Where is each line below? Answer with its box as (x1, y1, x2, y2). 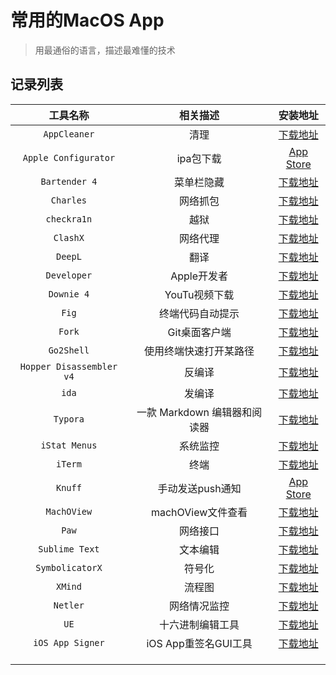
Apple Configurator (22, 152, 116, 163)
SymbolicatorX (35, 562, 103, 573)
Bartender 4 (40, 176, 98, 187)
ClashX (53, 232, 85, 243)
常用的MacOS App (10, 9, 165, 32)
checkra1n (45, 213, 93, 225)
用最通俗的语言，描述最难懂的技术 (34, 44, 176, 56)
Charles (50, 194, 88, 206)
